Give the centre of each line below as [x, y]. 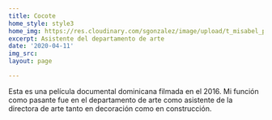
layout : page [30, 62]
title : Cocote [32, 16]
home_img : [25, 31]
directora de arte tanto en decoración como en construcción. [110, 108]
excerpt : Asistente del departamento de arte [86, 39]
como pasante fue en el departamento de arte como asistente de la [121, 100]
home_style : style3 [41, 24]
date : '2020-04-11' [41, 46]
